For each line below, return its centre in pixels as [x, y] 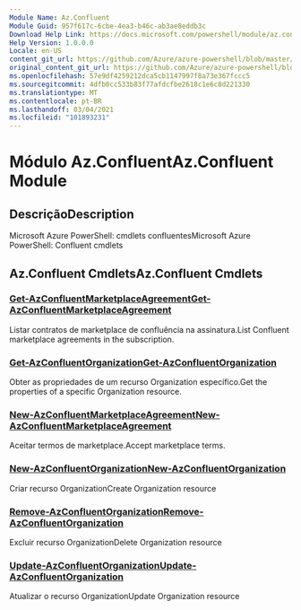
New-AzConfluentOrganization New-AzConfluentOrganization [148, 469]
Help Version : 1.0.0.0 [52, 43]
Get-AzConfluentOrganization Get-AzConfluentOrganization [143, 362]
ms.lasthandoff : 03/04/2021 [62, 109]
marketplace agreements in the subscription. [92, 339]
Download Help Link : [48, 34]
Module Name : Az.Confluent [60, 17]
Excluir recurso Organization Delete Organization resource [116, 542]
